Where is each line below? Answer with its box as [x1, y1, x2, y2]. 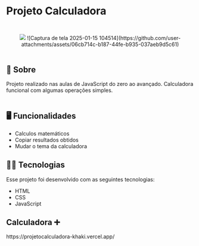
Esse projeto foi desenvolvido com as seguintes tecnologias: [6, 176, 155, 183]
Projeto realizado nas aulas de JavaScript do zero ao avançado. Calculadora [6, 81, 194, 87]
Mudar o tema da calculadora [14, 142, 88, 150]
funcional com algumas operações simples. [6, 87, 113, 94]
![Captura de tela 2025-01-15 [26, 35, 98, 42]
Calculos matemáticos [14, 130, 70, 137]
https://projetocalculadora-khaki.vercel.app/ [6, 233, 115, 240]
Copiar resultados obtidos [14, 136, 79, 143]
